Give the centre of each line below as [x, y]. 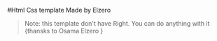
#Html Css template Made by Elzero [59, 10]
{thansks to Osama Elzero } [64, 31]
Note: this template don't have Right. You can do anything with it [117, 23]
